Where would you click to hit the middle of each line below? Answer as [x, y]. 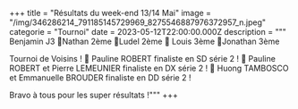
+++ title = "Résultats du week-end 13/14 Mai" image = [111, 13]
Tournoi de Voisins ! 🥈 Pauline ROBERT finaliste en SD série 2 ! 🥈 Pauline [142, 59]
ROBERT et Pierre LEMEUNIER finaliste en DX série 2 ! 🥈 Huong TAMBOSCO [149, 68]
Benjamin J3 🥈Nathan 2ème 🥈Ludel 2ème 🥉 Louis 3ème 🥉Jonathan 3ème [145, 41]
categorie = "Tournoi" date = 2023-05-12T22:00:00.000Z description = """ [148, 32]
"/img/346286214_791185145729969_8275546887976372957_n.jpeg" [138, 22]
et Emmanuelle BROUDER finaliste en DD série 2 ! [100, 78]
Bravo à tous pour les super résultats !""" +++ [94, 95]
